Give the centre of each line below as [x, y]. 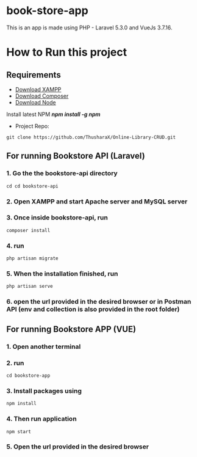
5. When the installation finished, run [62, 274]
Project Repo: [32, 126]
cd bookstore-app [28, 375]
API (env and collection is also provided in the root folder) [93, 309]
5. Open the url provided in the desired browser [78, 447]
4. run [15, 246]
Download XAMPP [38, 89]
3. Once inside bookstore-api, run [57, 218]
